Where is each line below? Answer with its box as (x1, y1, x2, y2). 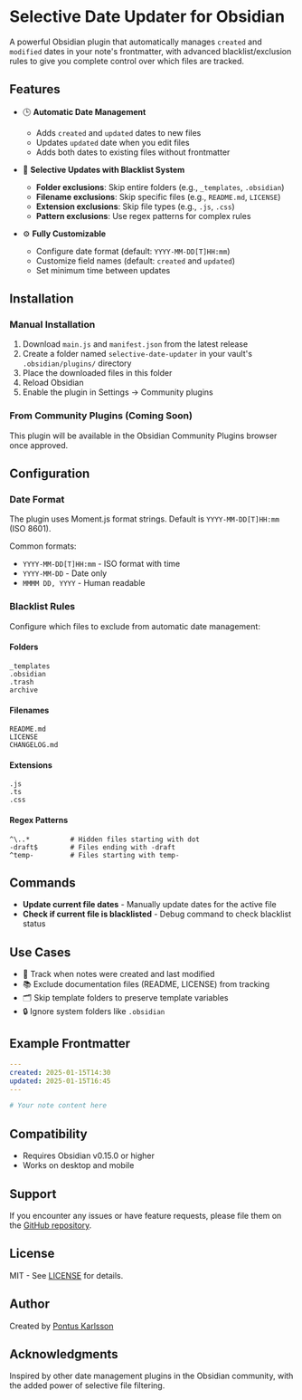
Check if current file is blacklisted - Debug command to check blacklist (22, 908, 292, 920)
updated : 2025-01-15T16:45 (9, 1076, 111, 1086)
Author (9, 1297, 50, 1312)
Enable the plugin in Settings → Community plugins (22, 387, 214, 398)
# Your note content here (9, 1101, 107, 1110)
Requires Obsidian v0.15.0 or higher (22, 1150, 156, 1161)
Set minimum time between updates (35, 264, 171, 275)
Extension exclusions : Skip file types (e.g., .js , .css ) (35, 201, 235, 212)
